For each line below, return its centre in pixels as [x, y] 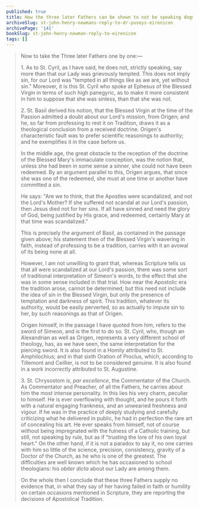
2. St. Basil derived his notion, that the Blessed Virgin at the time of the [107, 110]
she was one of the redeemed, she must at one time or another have [104, 179]
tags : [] [17, 39]
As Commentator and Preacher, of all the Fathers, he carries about [102, 387]
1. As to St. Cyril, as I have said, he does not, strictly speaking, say [101, 67]
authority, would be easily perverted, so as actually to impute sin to [102, 307]
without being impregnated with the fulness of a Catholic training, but [105, 431]
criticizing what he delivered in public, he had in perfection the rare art [106, 418]
